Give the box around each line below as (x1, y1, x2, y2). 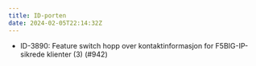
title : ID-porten (8, 11, 67, 20)
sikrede (19, 49, 46, 59)
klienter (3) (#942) (47, 49, 108, 59)
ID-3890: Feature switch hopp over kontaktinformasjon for (19, 41, 214, 50)
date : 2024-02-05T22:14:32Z (8, 19, 103, 27)
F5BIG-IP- (215, 41, 249, 50)
